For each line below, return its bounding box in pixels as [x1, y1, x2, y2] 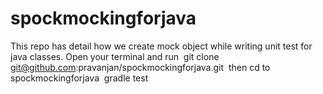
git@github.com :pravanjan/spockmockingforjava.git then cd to [10, 61, 271, 73]
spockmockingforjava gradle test [10, 72, 149, 84]
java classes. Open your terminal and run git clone [10, 50, 220, 62]
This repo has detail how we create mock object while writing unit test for [10, 40, 313, 52]
